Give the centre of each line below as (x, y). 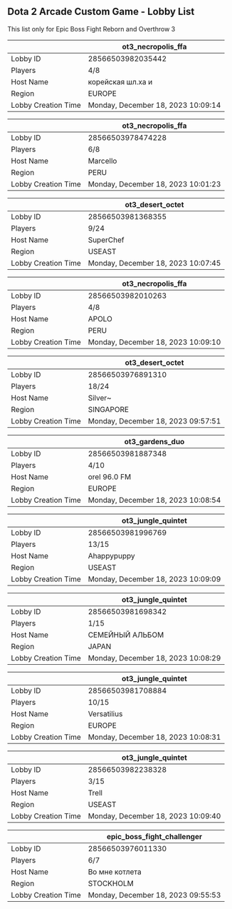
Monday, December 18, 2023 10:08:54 (154, 500)
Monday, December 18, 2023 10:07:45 (154, 263)
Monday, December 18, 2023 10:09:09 (154, 579)
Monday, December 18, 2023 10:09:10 (154, 342)
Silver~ (100, 398)
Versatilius (105, 713)
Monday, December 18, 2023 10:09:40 (154, 815)
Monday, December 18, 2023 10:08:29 (154, 658)
